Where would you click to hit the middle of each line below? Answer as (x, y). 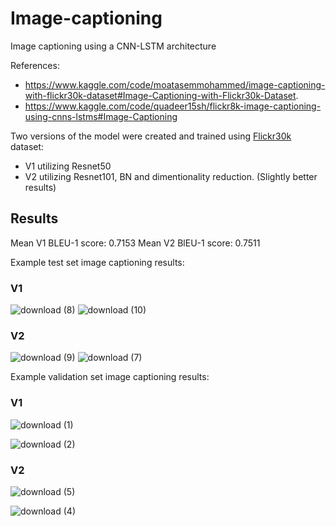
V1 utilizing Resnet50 (68, 166)
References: (35, 65)
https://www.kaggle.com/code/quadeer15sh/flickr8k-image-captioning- (173, 106)
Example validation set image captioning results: (110, 377)
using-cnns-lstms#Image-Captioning (101, 116)
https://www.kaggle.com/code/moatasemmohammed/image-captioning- (175, 84)
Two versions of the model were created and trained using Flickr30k (151, 136)
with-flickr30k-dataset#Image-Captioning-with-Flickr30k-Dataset (160, 95)
